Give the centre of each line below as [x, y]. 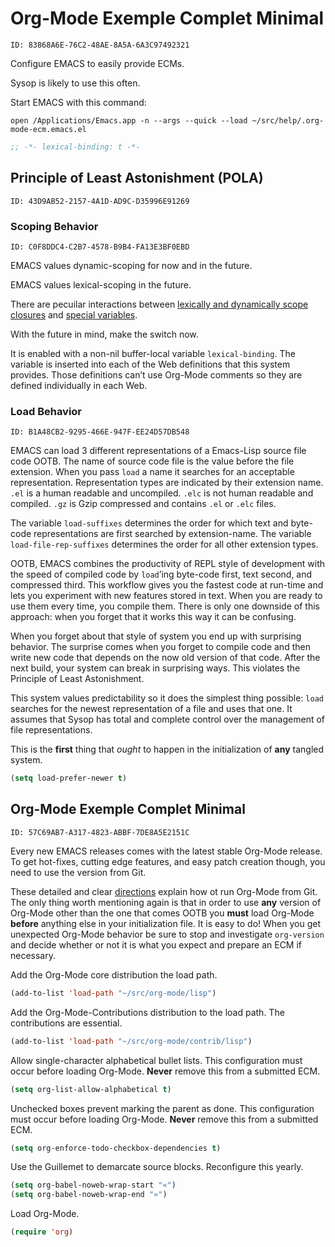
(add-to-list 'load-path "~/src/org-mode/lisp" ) [113, 993]
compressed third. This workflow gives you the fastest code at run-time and [167, 585]
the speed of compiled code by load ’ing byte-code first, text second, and [161, 574]
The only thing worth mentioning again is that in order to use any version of [166, 902]
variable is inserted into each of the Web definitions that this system [150, 364]
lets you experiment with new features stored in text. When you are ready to [166, 596]
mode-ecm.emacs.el [48, 129]
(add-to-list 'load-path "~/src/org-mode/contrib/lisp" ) [131, 1041]
